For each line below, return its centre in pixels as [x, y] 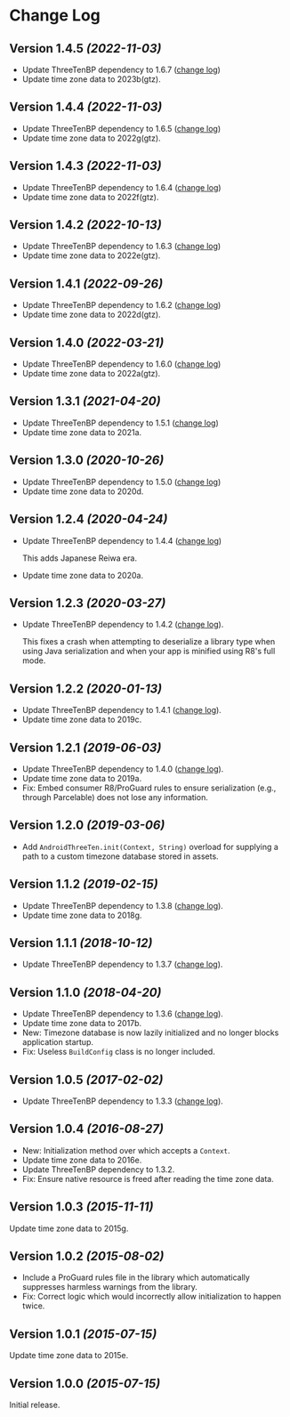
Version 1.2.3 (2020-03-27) [88, 603]
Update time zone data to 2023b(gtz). [92, 79]
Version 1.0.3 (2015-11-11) [81, 1207]
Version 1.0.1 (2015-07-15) [83, 1334]
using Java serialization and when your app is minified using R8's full [149, 652]
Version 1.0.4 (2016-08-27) [87, 1129]
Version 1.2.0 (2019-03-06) [87, 826]
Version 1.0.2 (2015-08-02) [87, 1256]
